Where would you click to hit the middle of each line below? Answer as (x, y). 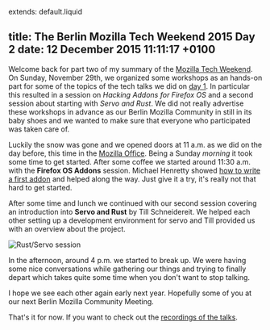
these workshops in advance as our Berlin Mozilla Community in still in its (130, 111)
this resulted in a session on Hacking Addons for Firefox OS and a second (131, 94)
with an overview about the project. (67, 228)
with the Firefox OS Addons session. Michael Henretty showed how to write (134, 170)
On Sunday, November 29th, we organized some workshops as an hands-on (135, 77)
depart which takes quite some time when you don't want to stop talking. (129, 277)
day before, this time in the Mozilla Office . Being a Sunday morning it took (131, 153)
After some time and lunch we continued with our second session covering (133, 203)
